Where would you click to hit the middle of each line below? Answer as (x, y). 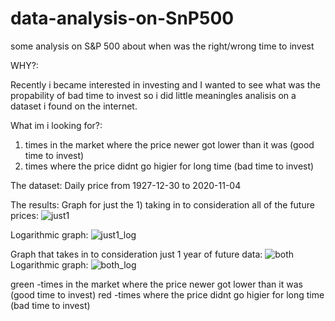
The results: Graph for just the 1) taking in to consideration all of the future (162, 204)
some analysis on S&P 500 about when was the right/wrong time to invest (162, 46)
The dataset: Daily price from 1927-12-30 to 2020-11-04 (126, 185)
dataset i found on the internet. (74, 106)
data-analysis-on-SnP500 (122, 18)
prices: (24, 215)
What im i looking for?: (56, 125)
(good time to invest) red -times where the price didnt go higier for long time (167, 294)
